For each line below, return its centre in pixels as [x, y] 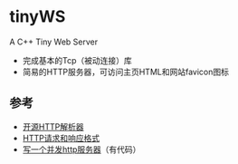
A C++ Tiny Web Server [54, 42]
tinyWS [38, 17]
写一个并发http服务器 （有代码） [81, 149]
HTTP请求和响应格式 [61, 138]
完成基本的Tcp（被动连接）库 [77, 60]
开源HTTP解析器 [53, 126]
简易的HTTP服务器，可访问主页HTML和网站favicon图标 [125, 72]
